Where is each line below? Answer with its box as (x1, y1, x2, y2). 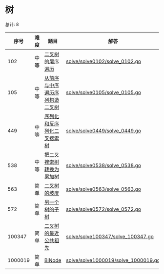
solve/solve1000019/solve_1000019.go (65, 256, 160, 263)
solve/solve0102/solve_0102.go (65, 58, 142, 65)
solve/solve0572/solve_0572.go (65, 205, 142, 212)
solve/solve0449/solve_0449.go (65, 127, 142, 134)
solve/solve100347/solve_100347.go (65, 233, 154, 240)
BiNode (44, 256, 61, 263)
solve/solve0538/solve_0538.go (65, 162, 142, 168)
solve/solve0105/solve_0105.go (65, 89, 142, 95)
